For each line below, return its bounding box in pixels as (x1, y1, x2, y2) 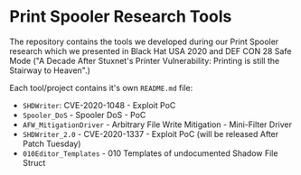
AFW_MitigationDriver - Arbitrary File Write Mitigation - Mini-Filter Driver (22, 119, 292, 130)
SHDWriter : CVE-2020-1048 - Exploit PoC (22, 99, 176, 110)
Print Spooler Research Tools (9, 6, 232, 27)
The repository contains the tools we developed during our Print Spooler (9, 36, 279, 47)
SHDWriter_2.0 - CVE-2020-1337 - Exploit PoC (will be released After (22, 128, 279, 139)
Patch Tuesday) (22, 138, 81, 149)
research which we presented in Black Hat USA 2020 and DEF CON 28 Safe (9, 45, 292, 56)
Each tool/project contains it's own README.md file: (9, 82, 193, 93)
